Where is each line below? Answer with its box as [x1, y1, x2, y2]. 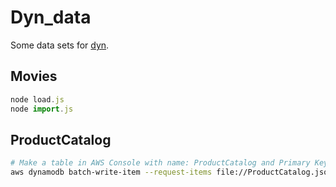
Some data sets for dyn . [10, 39, 110, 51]
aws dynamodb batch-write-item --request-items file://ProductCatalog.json [10, 167, 333, 178]
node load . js [10, 94, 65, 105]
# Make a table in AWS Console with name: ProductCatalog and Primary [10, 158, 311, 168]
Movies [10, 68, 58, 85]
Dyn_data [10, 6, 92, 29]
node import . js [10, 104, 74, 114]
